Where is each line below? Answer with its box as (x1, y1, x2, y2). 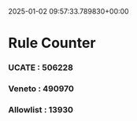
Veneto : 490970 (8, 83, 75, 94)
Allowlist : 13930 (8, 104, 73, 115)
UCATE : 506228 (8, 62, 73, 73)
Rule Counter (8, 35, 96, 52)
